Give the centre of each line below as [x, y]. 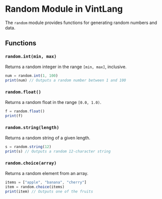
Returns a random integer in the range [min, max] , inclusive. [66, 67]
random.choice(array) [31, 163]
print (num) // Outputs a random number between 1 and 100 [66, 80]
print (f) [14, 116]
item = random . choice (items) [35, 187]
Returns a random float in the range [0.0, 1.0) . [53, 102]
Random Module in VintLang [64, 9]
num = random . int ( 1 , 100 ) [31, 75]
